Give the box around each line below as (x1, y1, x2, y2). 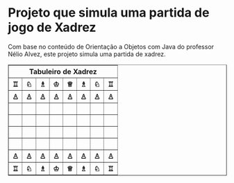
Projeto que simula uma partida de (8, 5, 210, 21)
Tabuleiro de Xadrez (28, 67, 97, 76)
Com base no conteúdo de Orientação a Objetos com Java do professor (8, 42, 215, 51)
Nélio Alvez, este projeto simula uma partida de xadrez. (8, 50, 166, 58)
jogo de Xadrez (8, 19, 97, 35)
